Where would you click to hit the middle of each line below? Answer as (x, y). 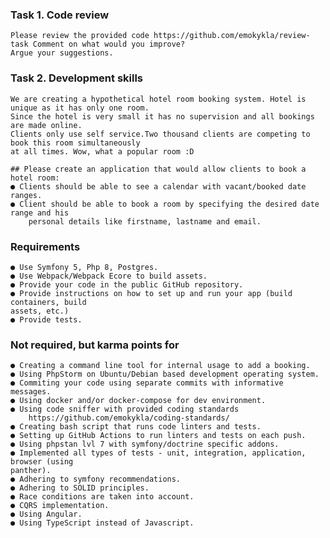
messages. (31, 392)
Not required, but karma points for (95, 345)
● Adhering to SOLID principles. (80, 488)
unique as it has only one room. (80, 108)
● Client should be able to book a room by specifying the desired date (165, 204)
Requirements (45, 246)
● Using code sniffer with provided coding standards (125, 409)
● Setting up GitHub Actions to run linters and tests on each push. (158, 436)
